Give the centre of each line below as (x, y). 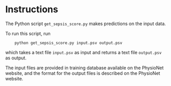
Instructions (32, 9)
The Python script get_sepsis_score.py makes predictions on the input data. (86, 24)
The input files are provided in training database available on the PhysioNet (84, 68)
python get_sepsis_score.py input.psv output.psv (69, 43)
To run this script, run (28, 33)
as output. (16, 58)
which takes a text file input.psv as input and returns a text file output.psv (83, 52)
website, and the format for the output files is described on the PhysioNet (83, 73)
